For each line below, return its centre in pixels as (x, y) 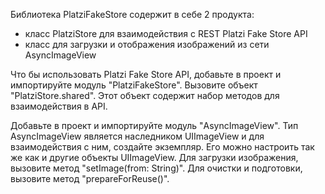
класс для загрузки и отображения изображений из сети (147, 44)
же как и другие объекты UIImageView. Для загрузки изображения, (154, 157)
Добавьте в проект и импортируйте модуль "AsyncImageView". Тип (154, 125)
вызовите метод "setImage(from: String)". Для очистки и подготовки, (156, 168)
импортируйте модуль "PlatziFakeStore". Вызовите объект (134, 85)
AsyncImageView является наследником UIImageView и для (137, 136)
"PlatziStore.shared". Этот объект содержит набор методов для (145, 95)
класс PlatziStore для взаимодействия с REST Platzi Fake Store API (166, 33)
